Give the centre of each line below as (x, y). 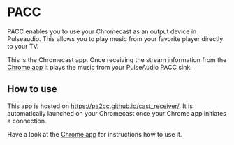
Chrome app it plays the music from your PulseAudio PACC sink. (100, 67)
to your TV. (23, 46)
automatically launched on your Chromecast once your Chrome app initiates (117, 113)
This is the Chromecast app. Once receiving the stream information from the (117, 59)
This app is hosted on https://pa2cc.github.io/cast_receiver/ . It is (100, 106)
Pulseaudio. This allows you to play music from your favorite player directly (115, 38)
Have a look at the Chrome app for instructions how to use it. (95, 134)
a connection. (27, 121)
